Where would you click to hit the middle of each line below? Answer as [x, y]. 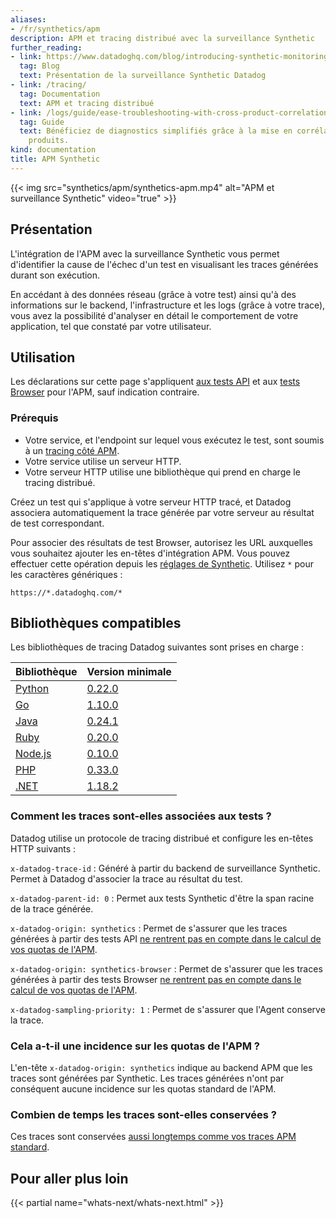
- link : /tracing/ [48, 85]
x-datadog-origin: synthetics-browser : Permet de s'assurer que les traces [166, 968]
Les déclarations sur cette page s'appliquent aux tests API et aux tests [155, 382]
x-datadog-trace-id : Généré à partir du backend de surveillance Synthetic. [165, 868]
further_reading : [46, 47]
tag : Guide [42, 122]
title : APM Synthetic [55, 159]
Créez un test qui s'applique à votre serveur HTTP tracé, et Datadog [151, 502]
